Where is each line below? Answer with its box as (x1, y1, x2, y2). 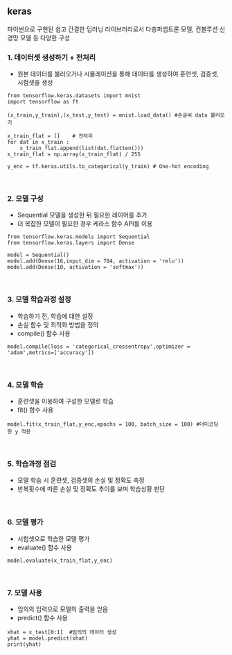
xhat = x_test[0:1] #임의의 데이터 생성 (7, 629, 117, 636)
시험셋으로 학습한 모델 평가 (17, 534, 90, 542)
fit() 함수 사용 (17, 406, 54, 414)
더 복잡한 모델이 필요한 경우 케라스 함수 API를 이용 (17, 219, 153, 228)
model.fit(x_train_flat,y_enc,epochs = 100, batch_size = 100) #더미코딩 (7, 421, 219, 428)
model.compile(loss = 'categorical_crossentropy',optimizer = (7, 343, 190, 350)
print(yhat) (7, 640, 42, 648)
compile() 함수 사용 (17, 329, 71, 338)
